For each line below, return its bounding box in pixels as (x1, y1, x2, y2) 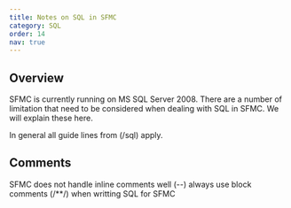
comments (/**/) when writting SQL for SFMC (9, 188, 176, 199)
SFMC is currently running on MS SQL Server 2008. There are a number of (9, 94, 282, 104)
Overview (9, 70, 65, 85)
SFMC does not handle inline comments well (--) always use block (9, 179, 252, 189)
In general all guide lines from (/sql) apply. (9, 130, 163, 141)
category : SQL (9, 21, 62, 30)
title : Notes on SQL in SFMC (9, 12, 117, 22)
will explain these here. (9, 112, 93, 124)
